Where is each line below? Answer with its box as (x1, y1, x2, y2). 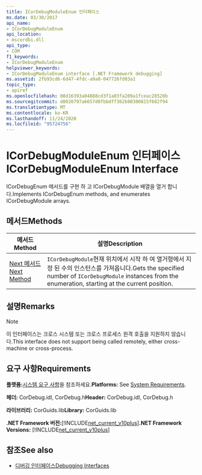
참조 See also (6, 445, 54, 455)
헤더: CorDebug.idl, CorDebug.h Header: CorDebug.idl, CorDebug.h (6, 394, 173, 401)
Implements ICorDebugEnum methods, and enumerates (12, 191, 150, 198)
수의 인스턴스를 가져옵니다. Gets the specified (61, 264, 185, 272)
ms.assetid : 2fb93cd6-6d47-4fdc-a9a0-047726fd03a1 (6, 76, 136, 82)
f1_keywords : (6, 54, 39, 60)
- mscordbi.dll (6, 37, 44, 43)
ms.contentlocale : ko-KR (6, 110, 69, 116)
